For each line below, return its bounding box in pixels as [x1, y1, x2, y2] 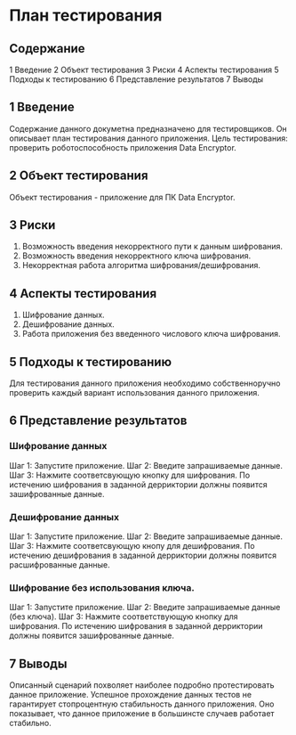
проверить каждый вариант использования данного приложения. [9, 388, 260, 398]
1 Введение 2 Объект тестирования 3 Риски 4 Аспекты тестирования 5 [9, 64, 280, 75]
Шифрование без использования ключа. [9, 581, 196, 593]
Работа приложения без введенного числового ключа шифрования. [21, 329, 282, 339]
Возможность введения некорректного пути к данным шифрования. [21, 241, 283, 252]
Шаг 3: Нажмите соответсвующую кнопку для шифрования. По [9, 470, 251, 480]
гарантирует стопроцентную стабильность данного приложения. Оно [9, 698, 275, 709]
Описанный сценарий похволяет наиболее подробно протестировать [9, 680, 275, 690]
